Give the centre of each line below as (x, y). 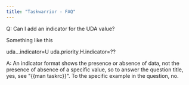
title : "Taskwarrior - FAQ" (41, 12)
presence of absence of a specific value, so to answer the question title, (95, 70)
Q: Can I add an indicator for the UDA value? (61, 29)
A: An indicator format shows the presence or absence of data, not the (93, 63)
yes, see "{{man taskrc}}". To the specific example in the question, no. (92, 75)
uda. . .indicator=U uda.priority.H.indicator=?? (61, 52)
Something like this (30, 40)
